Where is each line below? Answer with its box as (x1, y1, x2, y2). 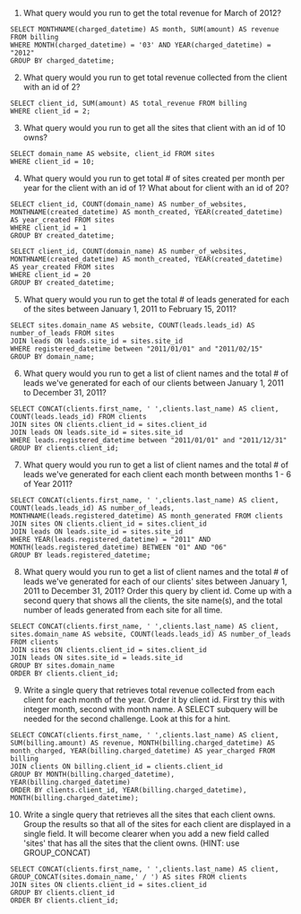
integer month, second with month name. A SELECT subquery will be (22, 704, 279, 714)
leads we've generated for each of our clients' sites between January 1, (22, 576, 288, 587)
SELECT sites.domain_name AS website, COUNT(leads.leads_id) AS (10, 321, 255, 330)
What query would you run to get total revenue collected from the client (22, 72, 288, 83)
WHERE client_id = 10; (10, 157, 95, 166)
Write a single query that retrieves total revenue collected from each (22, 685, 276, 695)
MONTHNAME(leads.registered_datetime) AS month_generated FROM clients (10, 511, 283, 520)
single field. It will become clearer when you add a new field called (22, 829, 270, 839)
